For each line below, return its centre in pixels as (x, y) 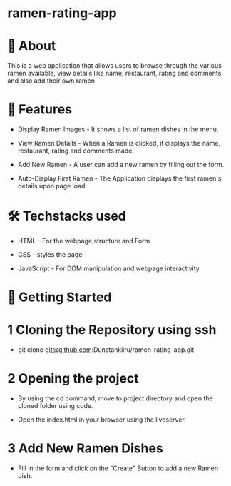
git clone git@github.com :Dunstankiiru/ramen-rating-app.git (106, 350)
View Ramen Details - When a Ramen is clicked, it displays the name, (119, 143)
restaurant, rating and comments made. (76, 151)
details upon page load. (52, 186)
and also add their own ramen (51, 81)
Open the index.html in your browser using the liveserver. (102, 420)
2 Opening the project (73, 379)
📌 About (32, 46)
